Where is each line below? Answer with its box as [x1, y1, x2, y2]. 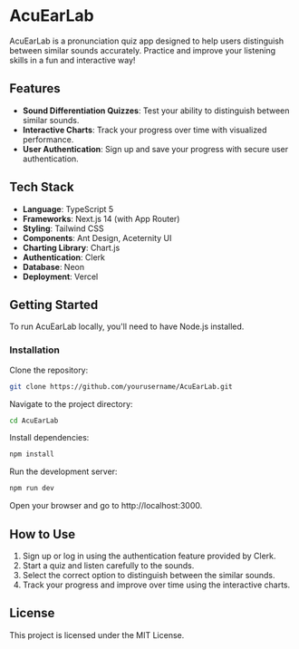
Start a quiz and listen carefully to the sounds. [22, 559, 195, 571]
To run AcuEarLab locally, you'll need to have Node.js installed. [9, 321, 245, 332]
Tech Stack [9, 179, 74, 195]
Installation [9, 344, 61, 356]
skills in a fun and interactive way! [9, 54, 136, 65]
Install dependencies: [9, 432, 90, 443]
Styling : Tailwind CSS [22, 223, 104, 234]
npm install [9, 450, 54, 459]
